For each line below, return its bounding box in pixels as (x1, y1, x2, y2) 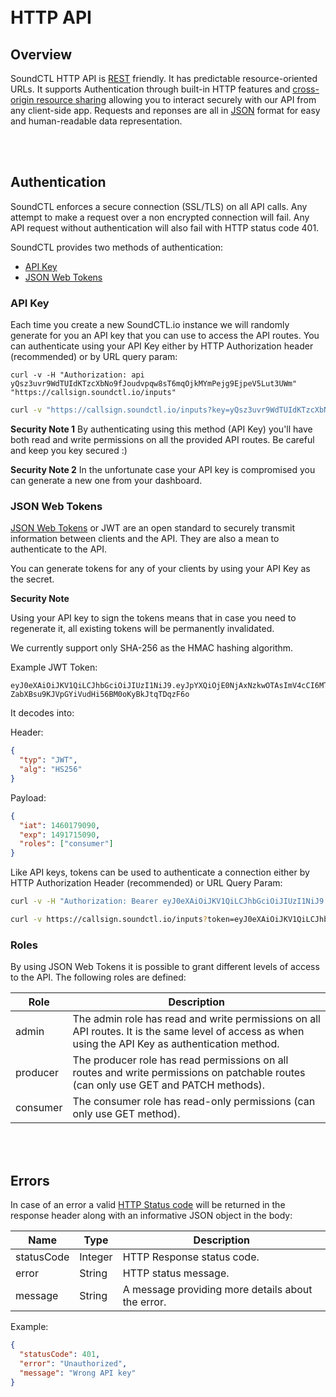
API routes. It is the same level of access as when (72, 1025, 305, 1039)
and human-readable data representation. (10, 115, 183, 127)
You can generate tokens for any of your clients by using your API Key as (10, 563, 311, 575)
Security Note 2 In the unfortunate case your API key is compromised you (10, 463, 316, 475)
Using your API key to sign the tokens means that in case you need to (10, 612, 297, 624)
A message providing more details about (122, 1283, 313, 1297)
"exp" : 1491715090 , (19, 830, 101, 840)
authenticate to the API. (10, 543, 108, 555)
